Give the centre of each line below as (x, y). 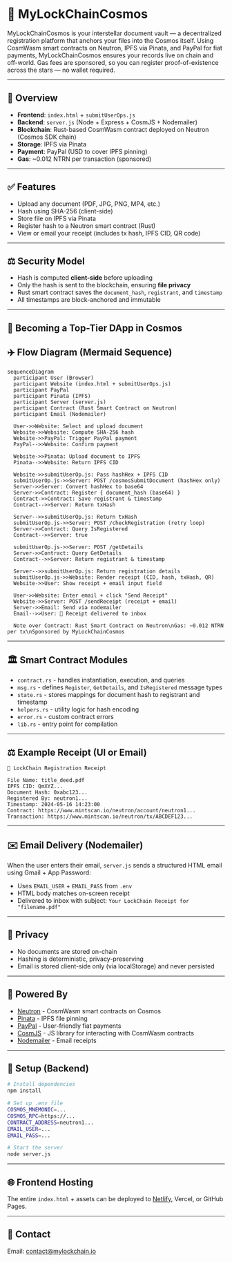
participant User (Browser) (54, 378)
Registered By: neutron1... (48, 799)
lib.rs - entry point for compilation (67, 724)
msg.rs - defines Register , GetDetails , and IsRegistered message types (120, 687)
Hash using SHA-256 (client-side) (65, 211)
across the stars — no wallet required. (61, 70)
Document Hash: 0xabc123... (48, 793)
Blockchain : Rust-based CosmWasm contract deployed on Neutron (113, 129)
